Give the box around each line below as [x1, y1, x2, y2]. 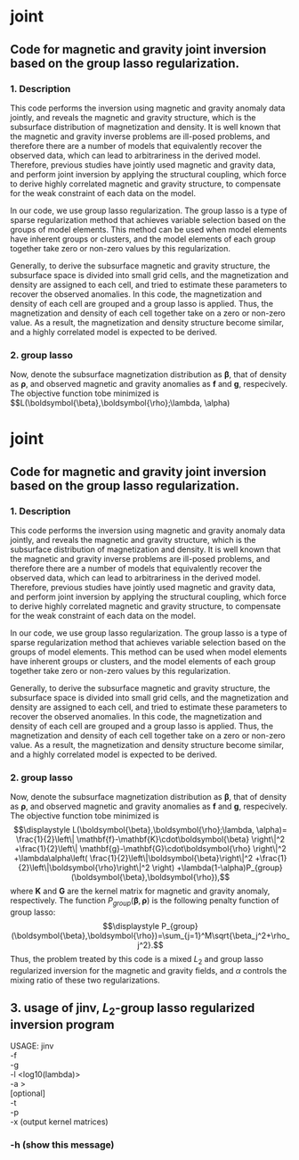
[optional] [10, 1088, 45, 1098]
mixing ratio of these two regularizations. [10, 975, 161, 985]
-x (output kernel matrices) [10, 1116, 109, 1127]
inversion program [10, 1016, 115, 1032]
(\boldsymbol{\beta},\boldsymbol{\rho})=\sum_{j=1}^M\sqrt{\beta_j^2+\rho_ [11, 930, 290, 942]
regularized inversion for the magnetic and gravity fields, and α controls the [10, 965, 287, 975]
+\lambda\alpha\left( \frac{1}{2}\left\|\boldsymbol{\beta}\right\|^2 [13, 853, 254, 864]
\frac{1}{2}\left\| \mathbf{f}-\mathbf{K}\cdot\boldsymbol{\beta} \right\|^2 [15, 834, 286, 844]
